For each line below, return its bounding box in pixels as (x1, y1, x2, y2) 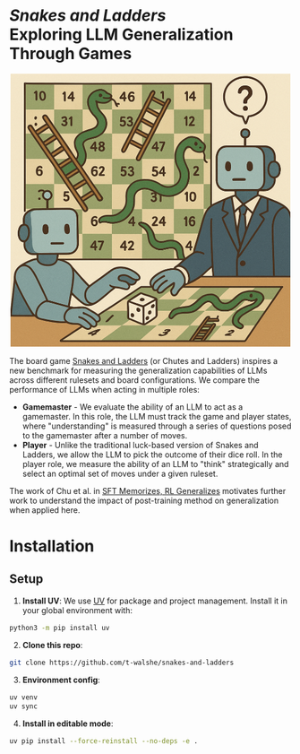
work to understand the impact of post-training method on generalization (9, 495, 279, 506)
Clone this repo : (21, 639, 83, 650)
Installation (9, 535, 95, 556)
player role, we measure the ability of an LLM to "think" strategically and (21, 458, 289, 469)
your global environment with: (21, 604, 133, 615)
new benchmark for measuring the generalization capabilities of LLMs (9, 365, 268, 376)
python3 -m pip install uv (9, 623, 110, 632)
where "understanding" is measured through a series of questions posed (21, 420, 292, 431)
